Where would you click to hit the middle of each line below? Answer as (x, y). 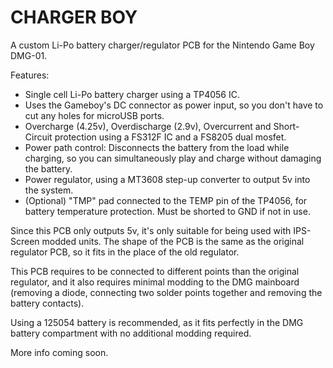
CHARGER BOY (74, 17)
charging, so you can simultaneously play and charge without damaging (173, 158)
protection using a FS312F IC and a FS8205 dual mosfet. (170, 137)
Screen (25, 241)
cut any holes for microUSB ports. (94, 115)
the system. (49, 190)
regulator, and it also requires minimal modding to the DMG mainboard (155, 282)
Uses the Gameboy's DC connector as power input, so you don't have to (174, 105)
